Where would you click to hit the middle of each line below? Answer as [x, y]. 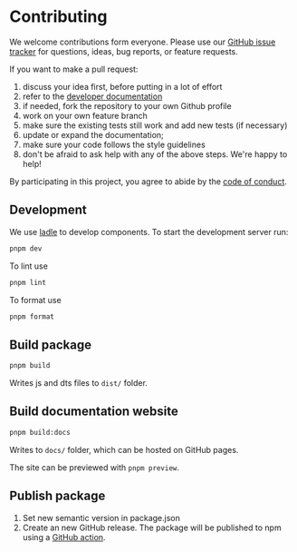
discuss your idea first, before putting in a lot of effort [122, 86]
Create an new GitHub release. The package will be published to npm [152, 527]
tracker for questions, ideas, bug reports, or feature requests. [124, 51]
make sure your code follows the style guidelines [114, 144]
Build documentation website [94, 412]
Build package [51, 345]
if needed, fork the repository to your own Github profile [127, 105]
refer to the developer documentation [92, 96]
